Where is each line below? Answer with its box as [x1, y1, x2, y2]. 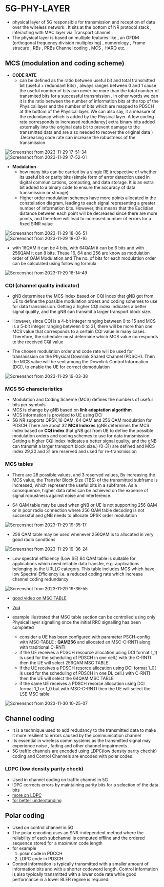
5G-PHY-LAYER [5, 3, 70, 14]
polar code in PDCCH [19, 850, 62, 856]
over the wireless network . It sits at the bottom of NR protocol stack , [12, 24, 152, 30]
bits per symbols [12, 402, 46, 408]
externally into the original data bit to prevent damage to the [19, 124, 140, 130]
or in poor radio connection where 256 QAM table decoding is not [12, 507, 145, 513]
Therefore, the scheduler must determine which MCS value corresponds [12, 334, 158, 340]
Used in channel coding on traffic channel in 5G [12, 777, 108, 783]
